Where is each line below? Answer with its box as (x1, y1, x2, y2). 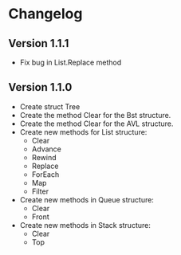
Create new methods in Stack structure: (19, 220, 151, 229)
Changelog (8, 5, 83, 23)
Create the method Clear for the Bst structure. (19, 110, 171, 120)
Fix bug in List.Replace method (19, 57, 122, 67)
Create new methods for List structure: (19, 127, 148, 136)
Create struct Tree (19, 101, 81, 112)
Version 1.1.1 (8, 37, 69, 50)
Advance (31, 144, 61, 154)
